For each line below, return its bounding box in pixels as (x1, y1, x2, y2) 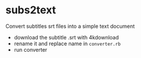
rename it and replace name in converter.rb (14, 40, 121, 47)
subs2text (5, 3, 56, 17)
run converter (14, 46, 48, 53)
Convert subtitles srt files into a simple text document (5, 23, 135, 30)
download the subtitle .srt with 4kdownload (14, 34, 119, 41)
